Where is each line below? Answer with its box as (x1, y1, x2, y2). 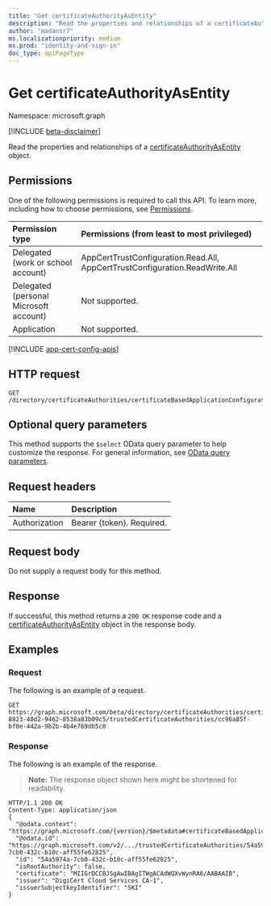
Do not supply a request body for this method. (8, 566, 162, 575)
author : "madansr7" (8, 27, 74, 35)
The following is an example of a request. (8, 685, 146, 695)
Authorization (12, 517, 64, 528)
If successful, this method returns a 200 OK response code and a (8, 611, 222, 620)
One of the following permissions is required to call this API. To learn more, (8, 195, 257, 205)
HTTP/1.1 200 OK (8, 799, 63, 807)
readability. (27, 783, 66, 793)
